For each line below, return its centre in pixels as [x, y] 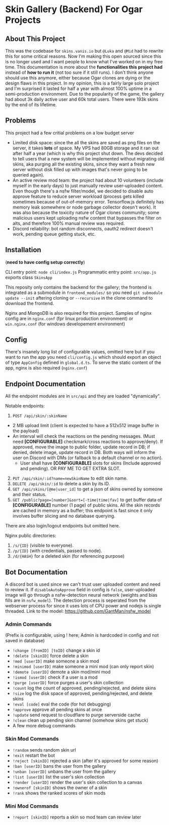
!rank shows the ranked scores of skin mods [59, 793]
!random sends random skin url [44, 750]
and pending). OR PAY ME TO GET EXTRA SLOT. [70, 469]
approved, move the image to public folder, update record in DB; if [81, 447]
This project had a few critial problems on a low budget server [70, 133]
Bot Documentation [36, 572]
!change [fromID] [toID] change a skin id [56, 650]
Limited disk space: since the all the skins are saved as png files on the [86, 142]
